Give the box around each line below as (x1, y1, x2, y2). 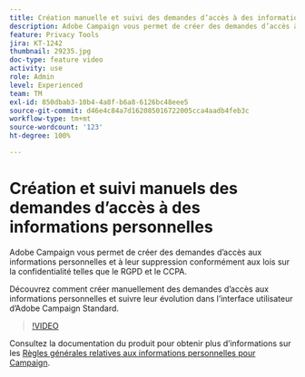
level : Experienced (9, 81, 84, 90)
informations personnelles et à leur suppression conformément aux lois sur (9, 256, 290, 267)
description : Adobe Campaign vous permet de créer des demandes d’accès (9, 22, 290, 31)
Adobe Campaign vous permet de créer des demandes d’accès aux (9, 246, 262, 257)
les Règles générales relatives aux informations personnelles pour (9, 347, 256, 358)
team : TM (9, 89, 43, 98)
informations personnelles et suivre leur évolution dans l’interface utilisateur (9, 293, 293, 304)
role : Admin (9, 72, 54, 82)
